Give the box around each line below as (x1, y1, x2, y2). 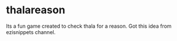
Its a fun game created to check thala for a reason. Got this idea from (6, 23, 172, 29)
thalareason (6, 3, 66, 17)
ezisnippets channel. (6, 28, 56, 35)
